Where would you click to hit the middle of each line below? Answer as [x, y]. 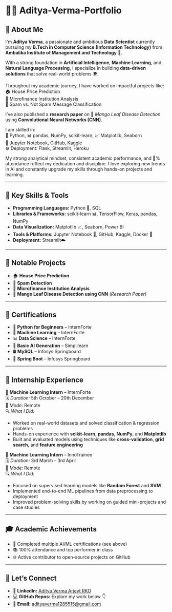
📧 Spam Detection [32, 283]
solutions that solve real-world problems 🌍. [52, 74]
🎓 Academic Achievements [51, 529]
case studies [26, 507]
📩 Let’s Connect [31, 578]
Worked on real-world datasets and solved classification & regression [86, 423]
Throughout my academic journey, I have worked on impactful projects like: [85, 86]
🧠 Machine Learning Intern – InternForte [48, 392]
